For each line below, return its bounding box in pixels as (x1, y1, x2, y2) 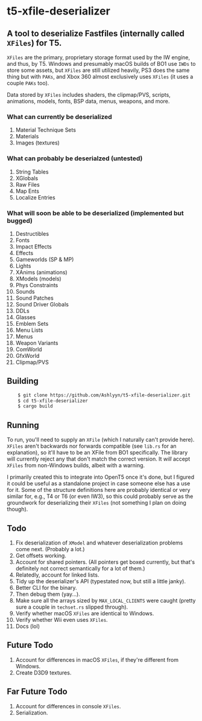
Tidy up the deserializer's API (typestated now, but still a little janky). (15, 577, 186, 584)
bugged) (7, 216, 33, 225)
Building (7, 376, 39, 386)
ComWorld (15, 346, 42, 353)
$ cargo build (17, 403, 53, 409)
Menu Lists (15, 326, 43, 334)
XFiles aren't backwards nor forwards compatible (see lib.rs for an (7, 442, 177, 450)
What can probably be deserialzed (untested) (7, 154, 143, 163)
